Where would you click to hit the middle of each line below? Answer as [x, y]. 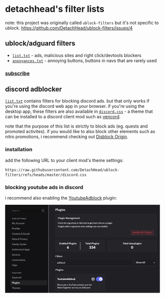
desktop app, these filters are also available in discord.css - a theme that [79, 111]
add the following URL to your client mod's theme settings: [64, 160]
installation [19, 150]
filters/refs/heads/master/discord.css [46, 175]
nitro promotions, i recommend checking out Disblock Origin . [67, 137]
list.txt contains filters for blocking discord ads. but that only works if [77, 101]
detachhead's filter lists [55, 9]
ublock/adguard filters [40, 44]
